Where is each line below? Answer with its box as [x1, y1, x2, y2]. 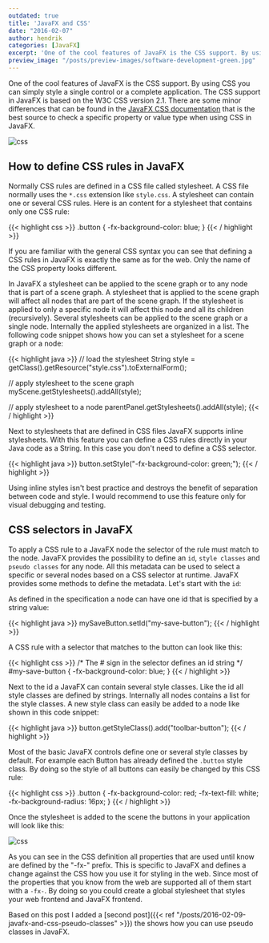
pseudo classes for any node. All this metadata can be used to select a [8, 561, 240, 571]
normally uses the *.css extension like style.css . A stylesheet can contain [8, 189, 255, 199]
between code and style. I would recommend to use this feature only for [8, 491, 247, 501]
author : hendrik [8, 34, 62, 42]
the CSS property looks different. [8, 263, 118, 273]
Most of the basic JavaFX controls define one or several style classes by [8, 747, 248, 756]
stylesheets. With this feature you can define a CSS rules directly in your [8, 435, 247, 444]
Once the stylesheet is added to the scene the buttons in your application [8, 811, 251, 822]
